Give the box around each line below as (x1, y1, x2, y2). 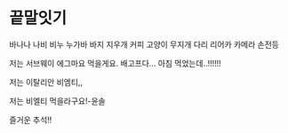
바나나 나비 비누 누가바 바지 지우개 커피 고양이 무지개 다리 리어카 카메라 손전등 (9, 39, 280, 50)
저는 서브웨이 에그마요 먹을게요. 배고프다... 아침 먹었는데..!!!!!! (9, 58, 222, 68)
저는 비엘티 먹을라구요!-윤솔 (9, 95, 106, 106)
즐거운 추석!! (9, 114, 52, 125)
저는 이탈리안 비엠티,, (9, 76, 83, 87)
